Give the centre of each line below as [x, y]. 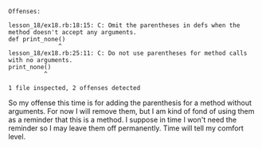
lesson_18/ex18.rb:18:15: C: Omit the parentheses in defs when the [124, 25]
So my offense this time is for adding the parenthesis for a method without [130, 103]
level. [17, 136]
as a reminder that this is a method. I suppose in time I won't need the [123, 120]
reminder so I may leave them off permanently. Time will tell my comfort [126, 128]
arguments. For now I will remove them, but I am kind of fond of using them [131, 111]
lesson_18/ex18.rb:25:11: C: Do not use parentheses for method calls [128, 53]
